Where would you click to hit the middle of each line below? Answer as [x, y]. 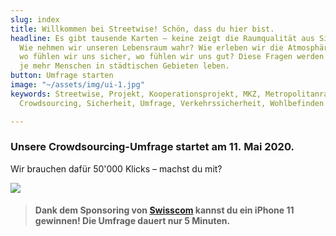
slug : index [35, 19]
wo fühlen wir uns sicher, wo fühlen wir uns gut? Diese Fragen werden [172, 57]
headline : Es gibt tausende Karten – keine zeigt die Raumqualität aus [162, 38]
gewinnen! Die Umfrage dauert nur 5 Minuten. [132, 221]
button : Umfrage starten [62, 76]
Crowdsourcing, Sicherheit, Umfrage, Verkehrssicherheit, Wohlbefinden [172, 103]
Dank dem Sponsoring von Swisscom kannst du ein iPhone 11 [164, 210]
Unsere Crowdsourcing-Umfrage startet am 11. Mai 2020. [152, 147]
